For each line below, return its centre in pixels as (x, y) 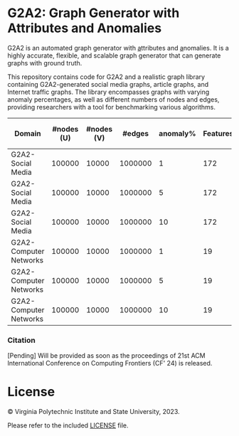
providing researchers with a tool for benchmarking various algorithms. (111, 107)
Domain (27, 133)
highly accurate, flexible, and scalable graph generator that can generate (114, 55)
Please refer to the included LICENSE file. (68, 425)
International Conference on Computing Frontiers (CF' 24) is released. (110, 363)
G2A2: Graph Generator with (94, 13)
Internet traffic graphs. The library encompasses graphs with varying (108, 92)
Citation (21, 340)
